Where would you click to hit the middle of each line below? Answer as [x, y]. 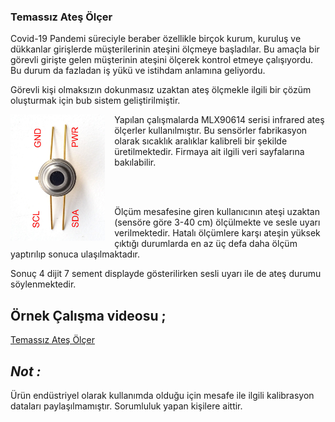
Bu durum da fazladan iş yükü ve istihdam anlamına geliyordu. [138, 71]
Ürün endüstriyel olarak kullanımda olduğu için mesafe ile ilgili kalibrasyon [162, 395]
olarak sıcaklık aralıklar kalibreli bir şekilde [201, 141]
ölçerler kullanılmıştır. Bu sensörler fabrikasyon [211, 131]
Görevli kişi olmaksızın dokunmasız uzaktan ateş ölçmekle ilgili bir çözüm [161, 90]
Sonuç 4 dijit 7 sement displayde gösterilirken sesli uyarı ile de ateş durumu [166, 274]
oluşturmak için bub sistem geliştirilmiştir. [95, 101]
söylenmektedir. [43, 284]
